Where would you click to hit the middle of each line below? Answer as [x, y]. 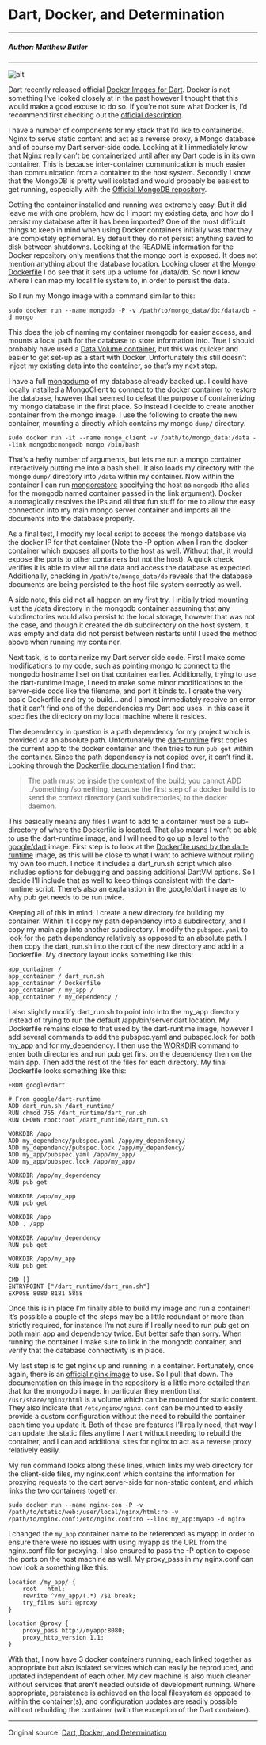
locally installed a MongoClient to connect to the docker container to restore [132, 389]
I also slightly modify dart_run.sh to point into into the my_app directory [124, 1011]
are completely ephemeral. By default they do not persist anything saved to [131, 238]
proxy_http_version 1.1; [63, 1637]
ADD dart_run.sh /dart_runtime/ [61, 1106]
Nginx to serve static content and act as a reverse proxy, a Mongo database [132, 138]
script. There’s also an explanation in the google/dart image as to [141, 888]
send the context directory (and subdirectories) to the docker [127, 797]
